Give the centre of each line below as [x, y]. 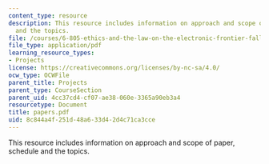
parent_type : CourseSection [55, 90]
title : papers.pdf [39, 113]
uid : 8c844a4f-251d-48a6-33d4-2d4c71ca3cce [82, 120]
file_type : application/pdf [55, 46]
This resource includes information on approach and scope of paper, [122, 142]
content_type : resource [48, 16]
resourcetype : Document [48, 105]
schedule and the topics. [49, 151]
